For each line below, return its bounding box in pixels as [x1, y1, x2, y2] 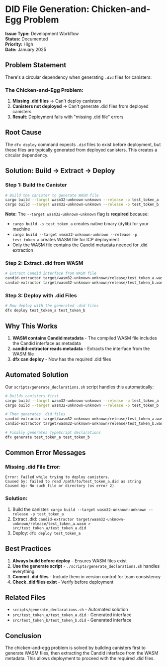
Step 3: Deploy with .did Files [5, 292, 77, 299]
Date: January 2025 [5, 46, 46, 52]
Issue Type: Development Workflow [5, 30, 79, 36]
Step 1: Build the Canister [5, 181, 67, 188]
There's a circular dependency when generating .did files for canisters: [5, 74, 152, 80]
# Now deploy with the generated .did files [5, 303, 99, 309]
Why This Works [5, 322, 58, 330]
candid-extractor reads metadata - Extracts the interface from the [12, 345, 150, 351]
